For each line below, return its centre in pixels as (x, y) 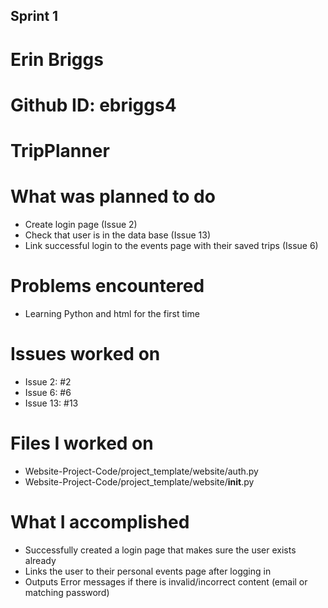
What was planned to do (113, 196)
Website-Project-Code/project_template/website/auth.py (141, 471)
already (40, 560)
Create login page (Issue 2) (81, 224)
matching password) (67, 592)
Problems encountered (107, 286)
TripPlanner (60, 150)
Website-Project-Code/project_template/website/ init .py (139, 481)
